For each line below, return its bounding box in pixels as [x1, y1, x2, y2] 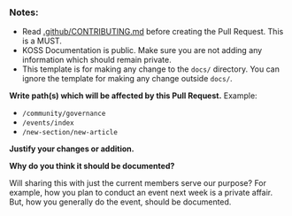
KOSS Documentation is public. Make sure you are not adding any [21, 45, 263, 56]
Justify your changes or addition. [9, 143, 134, 154]
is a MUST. [21, 35, 62, 46]
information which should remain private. [21, 55, 172, 66]
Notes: [9, 6, 39, 19]
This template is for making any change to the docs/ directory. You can [21, 64, 280, 74]
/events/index [21, 119, 74, 127]
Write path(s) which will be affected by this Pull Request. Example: [9, 90, 258, 101]
